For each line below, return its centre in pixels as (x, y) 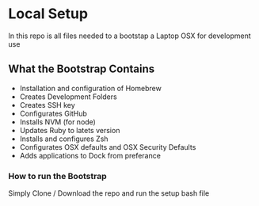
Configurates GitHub (53, 113)
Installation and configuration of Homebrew (91, 88)
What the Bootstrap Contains (82, 69)
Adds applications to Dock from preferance (90, 155)
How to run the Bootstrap (57, 176)
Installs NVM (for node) (58, 122)
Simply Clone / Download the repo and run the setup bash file (109, 193)
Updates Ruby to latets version (70, 130)
